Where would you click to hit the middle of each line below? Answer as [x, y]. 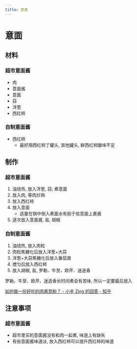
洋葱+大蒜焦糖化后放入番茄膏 [42, 258]
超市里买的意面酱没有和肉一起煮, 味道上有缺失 [59, 335]
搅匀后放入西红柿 [29, 264]
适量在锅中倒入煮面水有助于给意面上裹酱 [60, 214]
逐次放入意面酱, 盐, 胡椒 [36, 220]
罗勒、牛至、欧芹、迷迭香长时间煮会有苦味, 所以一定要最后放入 [69, 281]
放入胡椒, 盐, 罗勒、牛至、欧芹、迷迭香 [51, 270]
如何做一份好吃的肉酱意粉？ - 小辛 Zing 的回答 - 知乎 [58, 291]
